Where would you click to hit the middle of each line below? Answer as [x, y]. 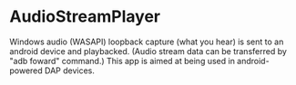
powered [26, 71]
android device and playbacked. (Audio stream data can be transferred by [148, 51]
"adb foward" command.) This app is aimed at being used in [122, 61]
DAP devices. [70, 71]
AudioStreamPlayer [85, 17]
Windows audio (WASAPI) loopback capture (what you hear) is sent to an [147, 42]
